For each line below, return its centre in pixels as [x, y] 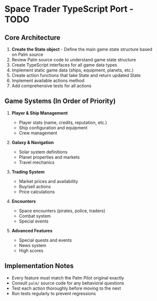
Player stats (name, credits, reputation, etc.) [63, 122]
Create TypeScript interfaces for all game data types [64, 65]
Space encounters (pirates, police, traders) [62, 211]
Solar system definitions [43, 152]
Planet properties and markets [49, 157]
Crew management [38, 133]
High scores [31, 251]
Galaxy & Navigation [33, 142]
